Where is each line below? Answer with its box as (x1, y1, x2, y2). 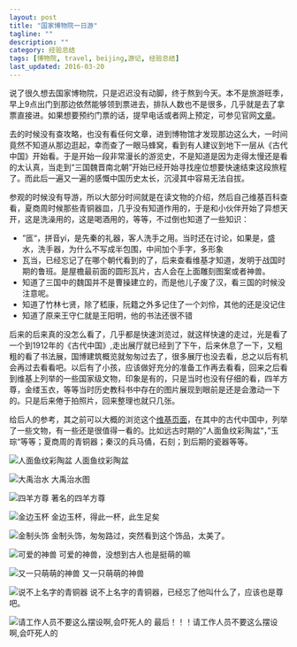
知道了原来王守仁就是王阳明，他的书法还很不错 (21, 310, 193, 320)
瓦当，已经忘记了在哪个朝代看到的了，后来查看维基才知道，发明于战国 (21, 254, 278, 266)
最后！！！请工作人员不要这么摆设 (153, 616, 278, 627)
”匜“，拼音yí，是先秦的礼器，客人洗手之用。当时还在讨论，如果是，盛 (21, 232, 276, 243)
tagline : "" (9, 29, 53, 38)
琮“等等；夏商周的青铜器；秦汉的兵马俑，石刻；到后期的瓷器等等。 (9, 435, 254, 447)
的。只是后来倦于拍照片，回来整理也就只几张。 (9, 395, 179, 405)
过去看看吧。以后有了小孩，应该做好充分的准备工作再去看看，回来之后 (24, 362, 280, 373)
